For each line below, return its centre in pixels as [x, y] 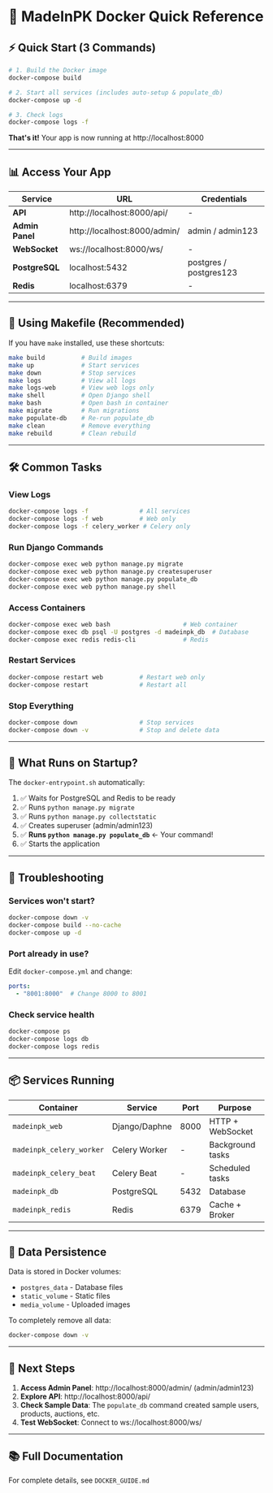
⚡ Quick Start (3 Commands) [82, 48]
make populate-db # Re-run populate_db [81, 418]
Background [232, 1144]
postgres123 [213, 273]
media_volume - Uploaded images [75, 1304]
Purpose [235, 1107]
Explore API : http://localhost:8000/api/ [85, 1396]
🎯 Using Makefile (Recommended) [97, 323]
